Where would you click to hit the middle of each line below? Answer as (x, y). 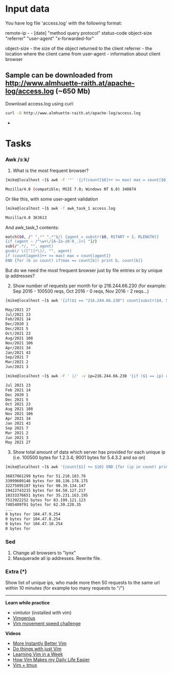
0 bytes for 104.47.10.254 (34, 524)
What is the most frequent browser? (50, 171)
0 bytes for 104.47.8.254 (33, 519)
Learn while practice (28, 603)
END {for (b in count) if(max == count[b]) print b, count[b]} (74, 260)
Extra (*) (16, 571)
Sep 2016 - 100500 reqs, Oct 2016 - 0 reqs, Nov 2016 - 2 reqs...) (81, 291)
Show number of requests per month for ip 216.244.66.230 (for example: (89, 286)
